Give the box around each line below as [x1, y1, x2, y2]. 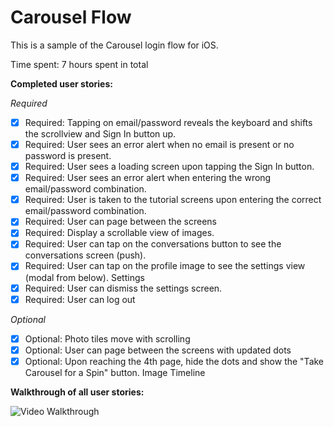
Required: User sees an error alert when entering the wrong [24, 172, 272, 184]
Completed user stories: [10, 77, 113, 90]
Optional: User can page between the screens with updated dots [24, 344, 292, 356]
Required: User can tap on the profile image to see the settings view [24, 260, 306, 272]
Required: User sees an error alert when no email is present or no [24, 139, 295, 150]
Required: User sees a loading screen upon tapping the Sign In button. [24, 161, 315, 173]
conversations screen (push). [24, 249, 147, 261]
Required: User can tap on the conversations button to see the [24, 238, 282, 250]
